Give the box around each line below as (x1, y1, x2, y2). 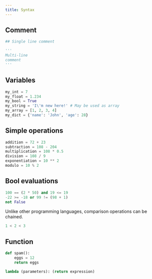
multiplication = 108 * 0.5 (5, 149, 64, 154)
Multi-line (5, 53, 28, 58)
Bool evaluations (5, 177, 58, 185)
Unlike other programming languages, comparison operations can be (5, 208, 147, 214)
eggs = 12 (14, 255, 35, 260)
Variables (5, 76, 36, 85)
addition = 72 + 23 (5, 140, 46, 145)
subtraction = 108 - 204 (5, 144, 57, 149)
